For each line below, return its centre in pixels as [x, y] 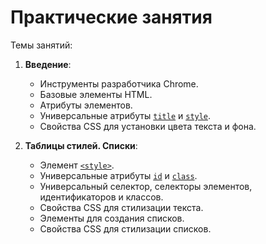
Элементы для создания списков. [112, 218]
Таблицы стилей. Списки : [81, 145]
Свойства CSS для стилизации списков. [125, 228]
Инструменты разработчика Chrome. [119, 83]
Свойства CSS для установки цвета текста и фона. [148, 126]
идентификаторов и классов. [101, 197]
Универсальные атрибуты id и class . [118, 175]
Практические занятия [111, 17]
